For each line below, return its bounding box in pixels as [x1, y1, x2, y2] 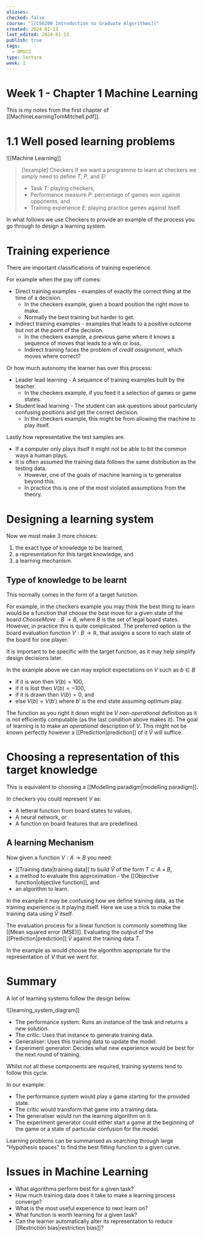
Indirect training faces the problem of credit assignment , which [24, 346, 183, 354]
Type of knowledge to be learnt [6, 575, 127, 585]
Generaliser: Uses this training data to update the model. [15, 1037, 157, 1045]
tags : [6, 43, 20, 49]
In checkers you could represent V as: [6, 795, 102, 802]
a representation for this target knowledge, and [15, 551, 134, 558]
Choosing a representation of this [6, 750, 180, 764]
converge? [15, 1198, 42, 1205]
